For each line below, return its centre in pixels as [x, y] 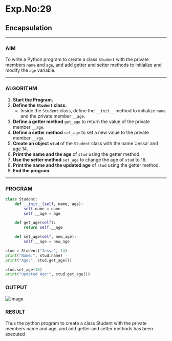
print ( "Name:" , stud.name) [34, 255]
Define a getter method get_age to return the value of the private [81, 122]
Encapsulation [29, 28]
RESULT [15, 312]
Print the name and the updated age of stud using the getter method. [86, 165]
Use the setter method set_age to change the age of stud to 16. [80, 159]
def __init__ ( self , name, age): [49, 204]
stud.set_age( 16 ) [24, 270]
